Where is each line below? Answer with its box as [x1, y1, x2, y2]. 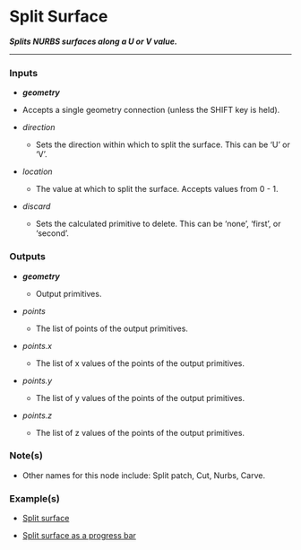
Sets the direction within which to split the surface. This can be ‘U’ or [35, 139, 291, 150]
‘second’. [35, 228, 70, 239]
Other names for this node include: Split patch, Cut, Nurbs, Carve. [21, 469, 266, 481]
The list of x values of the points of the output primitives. [35, 357, 245, 369]
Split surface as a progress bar [21, 530, 137, 541]
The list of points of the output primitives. [35, 323, 188, 334]
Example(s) [9, 492, 60, 504]
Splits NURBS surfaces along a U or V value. [9, 36, 177, 47]
